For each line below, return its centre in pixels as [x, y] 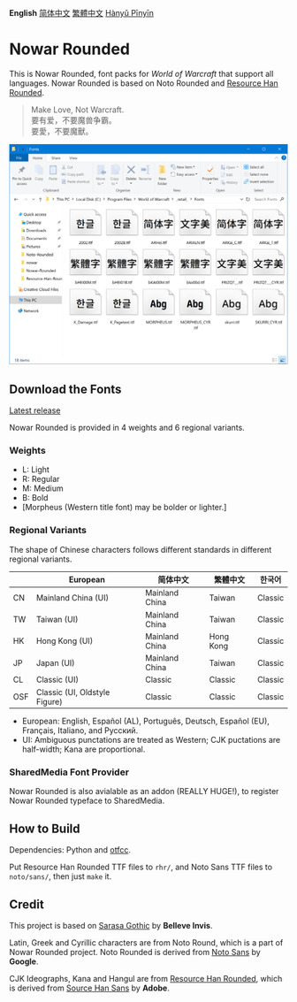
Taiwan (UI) [57, 620]
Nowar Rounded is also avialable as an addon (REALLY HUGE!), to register [144, 792]
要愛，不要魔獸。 [62, 131]
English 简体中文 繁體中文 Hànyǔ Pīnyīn [82, 13]
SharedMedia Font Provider [69, 772]
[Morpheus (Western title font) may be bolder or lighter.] [124, 508]
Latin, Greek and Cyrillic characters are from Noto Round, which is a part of [146, 942]
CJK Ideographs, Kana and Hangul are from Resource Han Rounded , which [146, 978]
